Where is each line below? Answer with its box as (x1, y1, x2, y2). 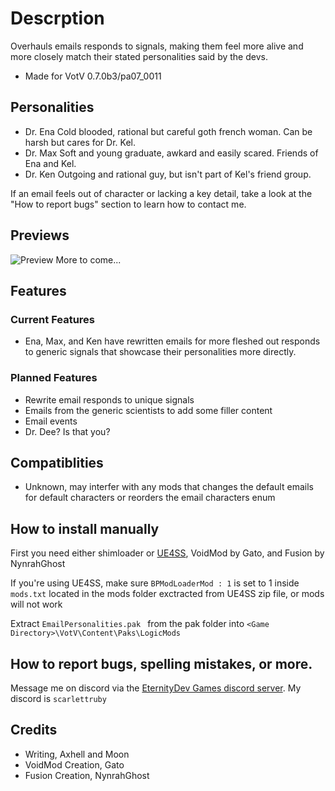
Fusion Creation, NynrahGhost (24, 769, 150, 781)
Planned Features (10, 371, 98, 385)
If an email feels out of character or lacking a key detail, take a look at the (10, 187, 313, 199)
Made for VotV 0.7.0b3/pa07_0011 (24, 70, 162, 82)
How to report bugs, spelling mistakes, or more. (10, 655, 313, 672)
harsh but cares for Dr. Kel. (24, 136, 136, 148)
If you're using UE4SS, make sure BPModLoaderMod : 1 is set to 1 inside (10, 577, 300, 589)
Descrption (10, 7, 105, 30)
